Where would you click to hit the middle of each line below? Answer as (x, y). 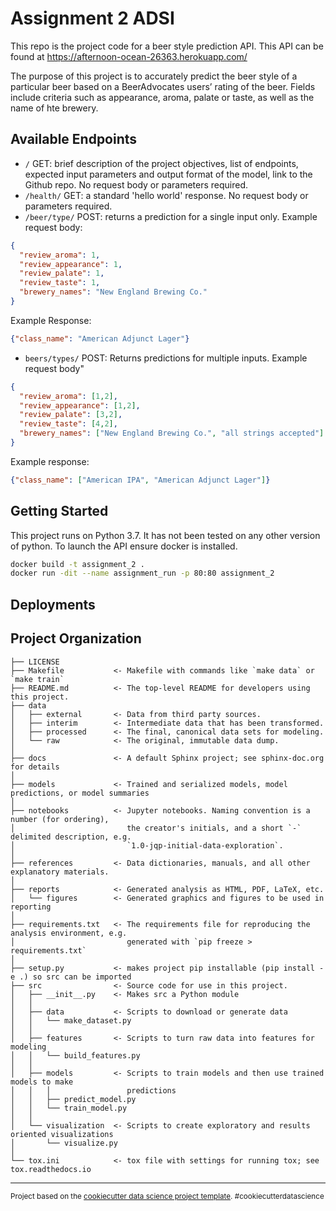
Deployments (53, 604)
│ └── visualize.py (64, 1143)
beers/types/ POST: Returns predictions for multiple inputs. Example (166, 358)
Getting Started (59, 511)
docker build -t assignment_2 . (77, 564)
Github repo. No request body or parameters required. (136, 184)
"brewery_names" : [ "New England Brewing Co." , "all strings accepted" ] (172, 433)
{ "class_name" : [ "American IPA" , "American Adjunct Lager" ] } (140, 480)
